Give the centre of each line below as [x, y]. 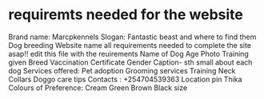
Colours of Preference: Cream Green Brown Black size [98, 87]
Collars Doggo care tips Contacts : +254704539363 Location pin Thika [125, 79]
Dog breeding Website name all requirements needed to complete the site [130, 45]
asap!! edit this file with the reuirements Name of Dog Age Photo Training [129, 53]
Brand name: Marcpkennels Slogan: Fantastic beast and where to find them [132, 37]
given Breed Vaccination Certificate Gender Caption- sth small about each [130, 62]
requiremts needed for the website [126, 15]
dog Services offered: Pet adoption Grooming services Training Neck [122, 70]
